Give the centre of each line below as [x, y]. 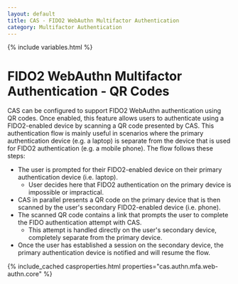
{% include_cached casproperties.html [64, 266]
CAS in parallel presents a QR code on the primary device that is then [119, 200]
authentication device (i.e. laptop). [68, 177]
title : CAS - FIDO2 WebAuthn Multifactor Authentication [93, 21]
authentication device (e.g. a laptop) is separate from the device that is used [119, 141]
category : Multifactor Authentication [65, 27]
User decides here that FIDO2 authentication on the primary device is [130, 185]
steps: [16, 156]
